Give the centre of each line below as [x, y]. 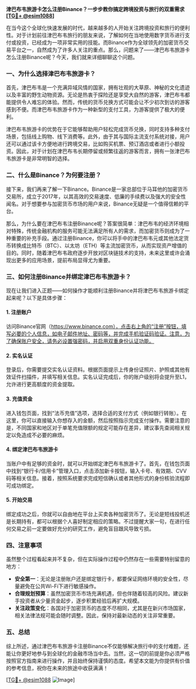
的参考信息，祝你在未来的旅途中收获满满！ [57, 668]
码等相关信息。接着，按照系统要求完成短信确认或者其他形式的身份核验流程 [95, 478]
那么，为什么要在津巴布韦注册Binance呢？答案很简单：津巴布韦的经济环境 [95, 223]
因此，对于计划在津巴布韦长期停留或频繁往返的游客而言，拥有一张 [95, 151]
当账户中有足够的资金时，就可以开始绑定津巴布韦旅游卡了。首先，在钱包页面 [98, 463]
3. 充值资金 [20, 399]
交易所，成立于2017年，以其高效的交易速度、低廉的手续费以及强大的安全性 [96, 196]
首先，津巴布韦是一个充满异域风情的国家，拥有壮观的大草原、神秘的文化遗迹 [98, 88]
